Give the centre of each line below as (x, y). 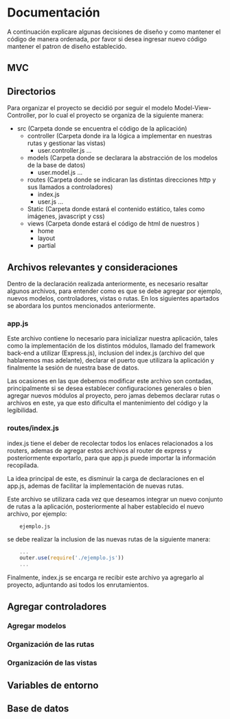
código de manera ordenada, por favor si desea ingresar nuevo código (107, 39)
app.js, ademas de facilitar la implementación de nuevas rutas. (95, 486)
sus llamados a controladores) (70, 187)
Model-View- (193, 108)
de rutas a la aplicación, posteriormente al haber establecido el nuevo (106, 506)
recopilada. (23, 465)
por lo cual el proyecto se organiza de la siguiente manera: (121, 116)
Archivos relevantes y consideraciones (93, 267)
